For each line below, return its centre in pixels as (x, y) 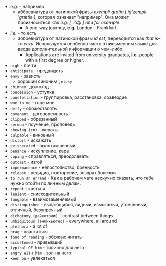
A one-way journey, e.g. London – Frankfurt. (71, 28)
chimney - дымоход (30, 87)
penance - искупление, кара (39, 151)
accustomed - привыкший (36, 242)
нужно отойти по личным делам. (45, 183)
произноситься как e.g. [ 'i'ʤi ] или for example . (69, 22)
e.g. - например (27, 6)
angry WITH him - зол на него (41, 253)
